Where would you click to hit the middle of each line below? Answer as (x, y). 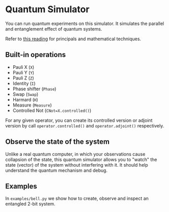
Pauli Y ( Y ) (23, 72)
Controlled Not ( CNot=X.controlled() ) (52, 110)
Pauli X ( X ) (23, 67)
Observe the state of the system (58, 142)
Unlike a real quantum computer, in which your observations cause (75, 154)
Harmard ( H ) (25, 99)
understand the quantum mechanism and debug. (57, 170)
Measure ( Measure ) (32, 105)
